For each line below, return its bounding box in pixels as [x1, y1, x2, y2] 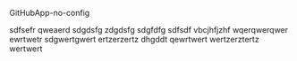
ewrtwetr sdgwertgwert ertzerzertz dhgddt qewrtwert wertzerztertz [9, 34, 259, 44]
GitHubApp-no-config [9, 8, 90, 18]
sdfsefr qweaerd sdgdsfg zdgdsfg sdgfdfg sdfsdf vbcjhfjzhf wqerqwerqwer [9, 25, 289, 34]
